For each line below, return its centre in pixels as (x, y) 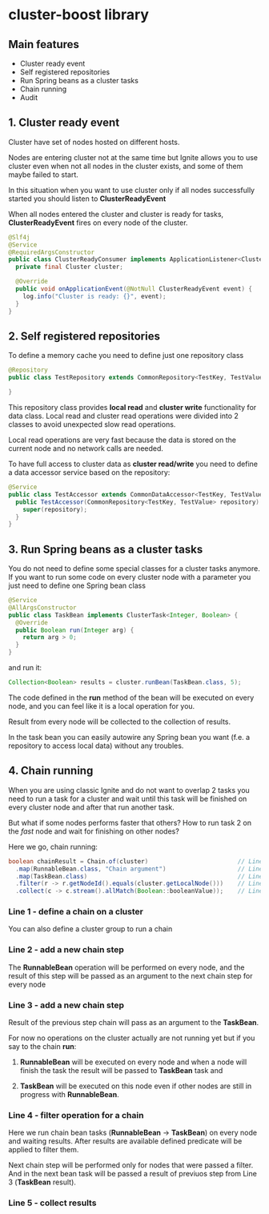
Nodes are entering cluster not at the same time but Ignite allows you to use (133, 157)
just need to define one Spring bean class (77, 585)
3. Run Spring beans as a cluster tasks (106, 549)
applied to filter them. (44, 1150)
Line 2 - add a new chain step (66, 950)
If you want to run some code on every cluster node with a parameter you (130, 577)
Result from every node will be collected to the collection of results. (120, 722)
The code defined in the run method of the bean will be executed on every (131, 697)
